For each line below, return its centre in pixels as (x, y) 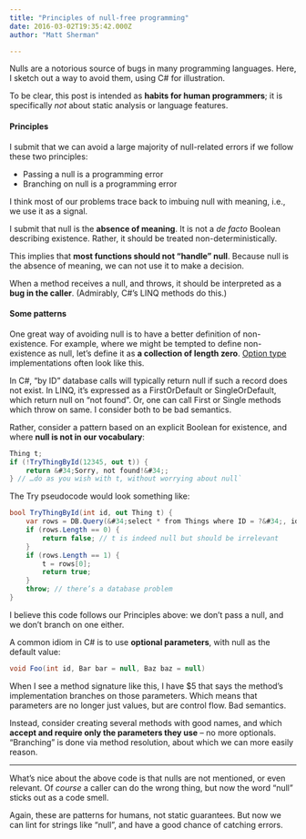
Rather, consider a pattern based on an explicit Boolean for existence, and (148, 427)
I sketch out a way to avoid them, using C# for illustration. (117, 78)
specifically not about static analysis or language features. (119, 106)
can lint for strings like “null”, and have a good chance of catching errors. (147, 824)
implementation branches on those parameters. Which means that (133, 695)
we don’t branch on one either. (67, 624)
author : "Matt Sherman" (55, 35)
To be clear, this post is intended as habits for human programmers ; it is (146, 96)
